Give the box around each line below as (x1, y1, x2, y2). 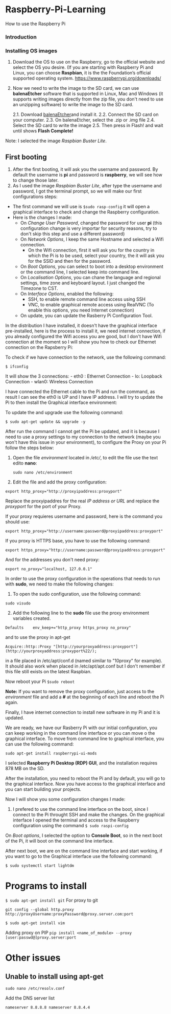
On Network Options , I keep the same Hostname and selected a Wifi (20, 236, 164, 242)
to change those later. (12, 177, 59, 183)
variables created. (12, 615, 51, 621)
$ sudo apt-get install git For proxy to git (5, 897, 98, 903)
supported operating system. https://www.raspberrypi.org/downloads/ (12, 75, 161, 82)
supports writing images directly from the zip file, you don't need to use (12, 96, 164, 102)
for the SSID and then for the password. (28, 258, 112, 264)
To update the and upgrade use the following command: (5, 409, 124, 415)
